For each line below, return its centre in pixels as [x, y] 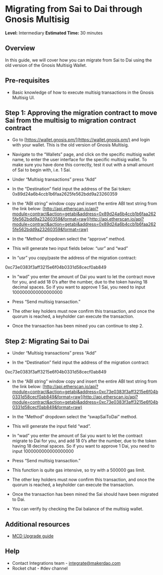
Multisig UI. [23, 97]
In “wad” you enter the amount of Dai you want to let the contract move [83, 277]
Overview [20, 48]
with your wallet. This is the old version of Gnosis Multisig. [70, 145]
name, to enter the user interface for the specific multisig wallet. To [79, 160]
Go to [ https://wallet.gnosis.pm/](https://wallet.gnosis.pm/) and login [81, 140]
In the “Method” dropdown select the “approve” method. [69, 239]
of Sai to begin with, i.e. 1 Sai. [42, 170]
